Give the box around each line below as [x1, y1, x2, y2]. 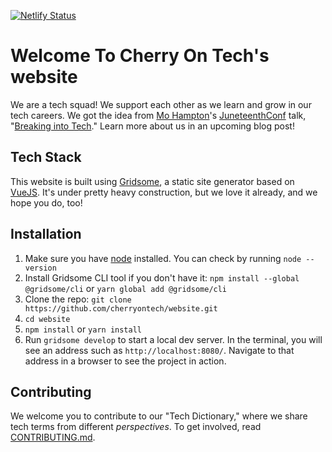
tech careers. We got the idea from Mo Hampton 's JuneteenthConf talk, [10, 109, 307, 121]
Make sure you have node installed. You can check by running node [24, 252, 302, 264]
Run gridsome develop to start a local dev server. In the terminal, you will [24, 333, 323, 345]
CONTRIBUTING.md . [10, 431, 96, 444]
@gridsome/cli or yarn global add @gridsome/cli [24, 282, 228, 294]
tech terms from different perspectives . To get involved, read [10, 421, 262, 433]
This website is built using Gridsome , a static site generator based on [10, 175, 295, 187]
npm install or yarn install [24, 323, 142, 335]
